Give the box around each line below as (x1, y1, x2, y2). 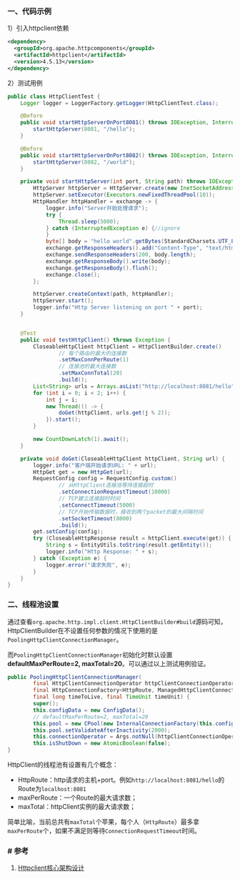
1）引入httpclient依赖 (7, 24, 69, 33)
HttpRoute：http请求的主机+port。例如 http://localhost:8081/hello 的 (17, 775, 225, 784)
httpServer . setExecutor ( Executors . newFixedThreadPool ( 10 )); (33, 192, 216, 199)
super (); (33, 700, 59, 707)
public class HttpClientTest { (7, 93, 101, 100)
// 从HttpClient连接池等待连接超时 (58, 482, 154, 489)
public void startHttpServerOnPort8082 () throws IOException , (20, 152, 209, 159)
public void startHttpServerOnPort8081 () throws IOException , (20, 119, 209, 126)
